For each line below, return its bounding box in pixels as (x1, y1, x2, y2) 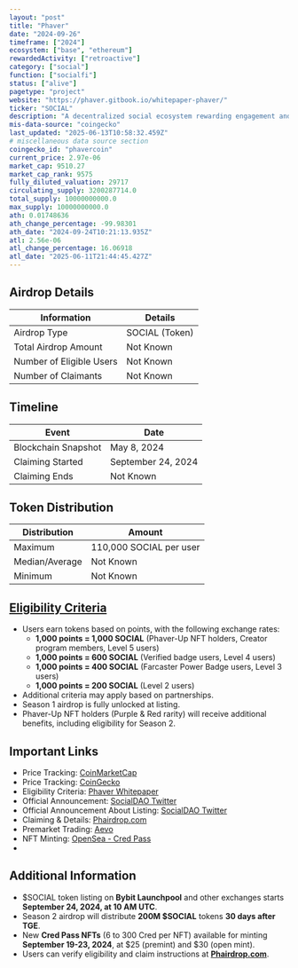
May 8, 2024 (109, 441, 164, 453)
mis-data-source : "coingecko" (9, 121, 122, 130)
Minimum (13, 570, 53, 582)
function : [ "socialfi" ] (9, 71, 98, 80)
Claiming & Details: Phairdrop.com (21, 815, 147, 825)
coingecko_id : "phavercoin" (9, 145, 114, 153)
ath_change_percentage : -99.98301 (9, 219, 137, 228)
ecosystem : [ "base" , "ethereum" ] (9, 46, 133, 55)
